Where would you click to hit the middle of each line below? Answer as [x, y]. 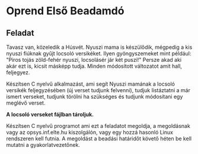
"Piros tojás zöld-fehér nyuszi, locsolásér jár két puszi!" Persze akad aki [94, 60]
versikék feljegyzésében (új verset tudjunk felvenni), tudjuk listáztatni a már [98, 90]
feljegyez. [18, 72]
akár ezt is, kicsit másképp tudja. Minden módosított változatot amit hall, [94, 66]
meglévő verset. [26, 103]
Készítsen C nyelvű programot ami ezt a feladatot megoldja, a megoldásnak [98, 126]
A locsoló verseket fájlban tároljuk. [50, 114]
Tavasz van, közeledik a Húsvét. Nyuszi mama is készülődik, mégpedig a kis [99, 47]
